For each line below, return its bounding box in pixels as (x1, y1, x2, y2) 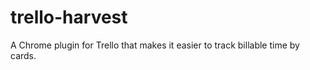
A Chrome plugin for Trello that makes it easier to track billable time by (10, 39, 300, 51)
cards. (10, 49, 37, 61)
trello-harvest (10, 6, 128, 29)
